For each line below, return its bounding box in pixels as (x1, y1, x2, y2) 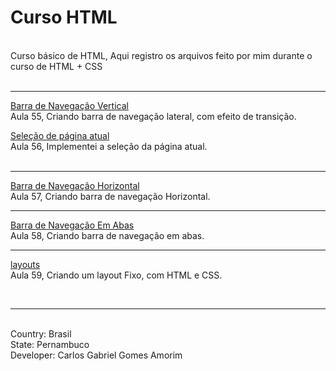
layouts (10, 258, 41, 270)
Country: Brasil (10, 327, 72, 340)
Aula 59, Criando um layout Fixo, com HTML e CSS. (10, 269, 223, 281)
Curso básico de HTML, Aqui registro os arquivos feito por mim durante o (10, 49, 313, 61)
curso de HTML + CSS (10, 60, 103, 72)
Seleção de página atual (10, 129, 110, 141)
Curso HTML (10, 6, 118, 29)
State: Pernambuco (10, 338, 90, 350)
